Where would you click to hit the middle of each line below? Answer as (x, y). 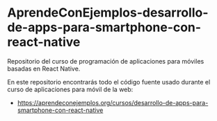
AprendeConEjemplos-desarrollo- (108, 13)
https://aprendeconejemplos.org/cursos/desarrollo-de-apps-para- (113, 102)
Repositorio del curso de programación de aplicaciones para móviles (106, 61)
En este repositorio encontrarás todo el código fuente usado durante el (109, 82)
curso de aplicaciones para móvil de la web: (70, 89)
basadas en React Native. (44, 68)
